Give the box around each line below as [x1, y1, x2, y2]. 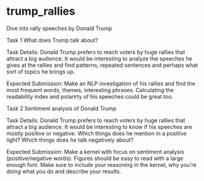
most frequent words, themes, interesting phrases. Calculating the [6, 86, 174, 93]
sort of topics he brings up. [6, 67, 76, 75]
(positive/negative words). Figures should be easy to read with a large [6, 155, 184, 162]
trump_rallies [6, 4, 76, 18]
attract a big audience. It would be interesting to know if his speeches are [6, 123, 192, 130]
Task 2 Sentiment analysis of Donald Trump [6, 104, 117, 112]
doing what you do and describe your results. [6, 168, 122, 175]
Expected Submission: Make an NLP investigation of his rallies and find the [6, 80, 195, 87]
